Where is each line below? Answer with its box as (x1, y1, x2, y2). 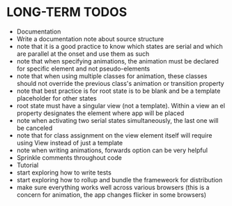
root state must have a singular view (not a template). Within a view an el (16, 101, 226, 110)
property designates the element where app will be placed (16, 109, 185, 117)
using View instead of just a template (16, 138, 123, 147)
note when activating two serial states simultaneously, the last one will (16, 116, 219, 124)
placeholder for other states (16, 94, 97, 102)
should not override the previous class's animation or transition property (16, 79, 224, 87)
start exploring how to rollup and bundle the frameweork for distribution (16, 175, 223, 184)
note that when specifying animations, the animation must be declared (16, 57, 219, 65)
